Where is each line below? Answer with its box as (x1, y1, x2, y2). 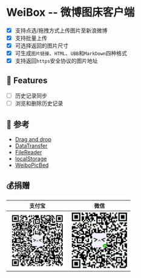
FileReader (15, 149, 42, 155)
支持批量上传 (15, 35, 47, 41)
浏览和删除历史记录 (15, 100, 64, 107)
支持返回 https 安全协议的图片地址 (15, 57, 98, 64)
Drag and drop (15, 136, 51, 143)
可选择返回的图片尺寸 (15, 42, 68, 49)
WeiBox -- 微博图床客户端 (6, 5, 135, 19)
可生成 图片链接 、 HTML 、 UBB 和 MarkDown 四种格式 (15, 50, 127, 57)
